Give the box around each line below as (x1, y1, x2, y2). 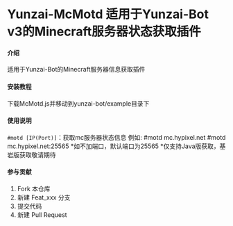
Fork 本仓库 (17, 185, 51, 193)
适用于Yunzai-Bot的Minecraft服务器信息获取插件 (7, 65, 146, 74)
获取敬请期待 (19, 150, 56, 159)
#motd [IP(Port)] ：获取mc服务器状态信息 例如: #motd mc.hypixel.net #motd (7, 133, 226, 141)
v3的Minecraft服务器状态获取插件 (7, 24, 201, 40)
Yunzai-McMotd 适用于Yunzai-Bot (7, 6, 209, 22)
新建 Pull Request (17, 211, 67, 219)
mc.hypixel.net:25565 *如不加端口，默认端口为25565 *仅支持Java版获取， (7, 142, 220, 150)
